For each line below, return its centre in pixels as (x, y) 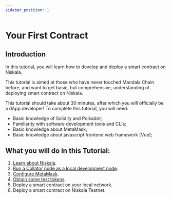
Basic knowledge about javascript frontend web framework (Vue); (82, 134)
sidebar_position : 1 (27, 10)
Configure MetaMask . (36, 174)
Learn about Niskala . (35, 163)
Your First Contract (47, 35)
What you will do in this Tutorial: (58, 151)
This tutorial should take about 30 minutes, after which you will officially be (84, 103)
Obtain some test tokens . (39, 180)
